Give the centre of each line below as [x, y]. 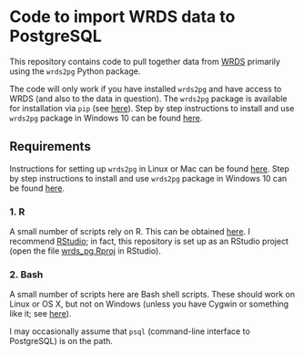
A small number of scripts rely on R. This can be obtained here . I [130, 232]
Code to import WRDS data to [122, 17]
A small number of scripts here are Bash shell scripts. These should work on [152, 295]
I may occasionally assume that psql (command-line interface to [130, 331]
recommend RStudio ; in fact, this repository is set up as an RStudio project [149, 241]
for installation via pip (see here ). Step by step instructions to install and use [152, 108]
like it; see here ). [41, 314]
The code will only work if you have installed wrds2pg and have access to [146, 89]
